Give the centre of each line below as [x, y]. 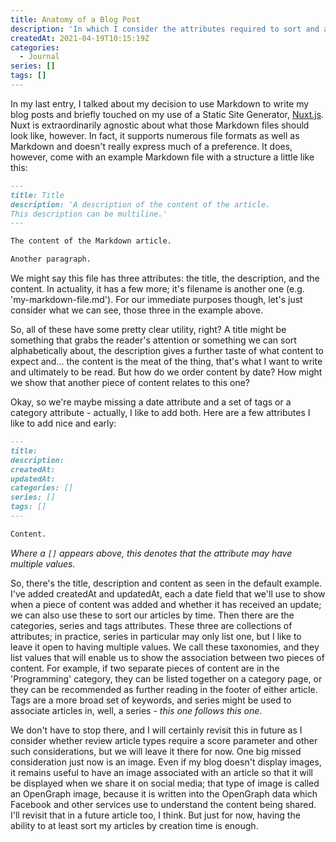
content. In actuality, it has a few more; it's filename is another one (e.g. [157, 289]
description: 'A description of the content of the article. [140, 204]
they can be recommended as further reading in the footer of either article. [164, 689]
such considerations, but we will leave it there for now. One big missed [156, 751]
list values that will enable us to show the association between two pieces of [167, 657]
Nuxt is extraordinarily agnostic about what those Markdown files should [160, 125]
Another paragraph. [51, 259]
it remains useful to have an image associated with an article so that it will [161, 772]
